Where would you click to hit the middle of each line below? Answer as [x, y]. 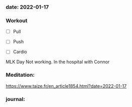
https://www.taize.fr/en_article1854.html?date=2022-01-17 [66, 86]
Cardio [20, 52]
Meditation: [20, 75]
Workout [17, 20]
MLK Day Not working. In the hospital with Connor [58, 62]
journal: [16, 99]
